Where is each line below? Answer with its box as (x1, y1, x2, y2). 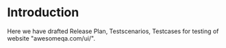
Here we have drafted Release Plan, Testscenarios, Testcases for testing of (7, 27, 219, 35)
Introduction (7, 5, 79, 20)
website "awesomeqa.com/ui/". (7, 34, 96, 42)
